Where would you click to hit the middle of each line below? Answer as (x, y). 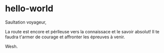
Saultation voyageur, (26, 22)
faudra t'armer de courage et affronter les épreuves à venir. (65, 37)
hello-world (29, 9)
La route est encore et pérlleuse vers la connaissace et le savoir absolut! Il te (82, 31)
